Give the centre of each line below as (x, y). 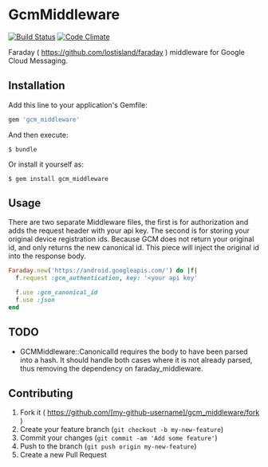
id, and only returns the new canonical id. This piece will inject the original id (134, 248)
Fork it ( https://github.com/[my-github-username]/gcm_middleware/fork (140, 413)
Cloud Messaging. (38, 61)
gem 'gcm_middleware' (44, 120)
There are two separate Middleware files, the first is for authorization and (128, 222)
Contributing (41, 393)
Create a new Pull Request (63, 455)
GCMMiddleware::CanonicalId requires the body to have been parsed (134, 351)
